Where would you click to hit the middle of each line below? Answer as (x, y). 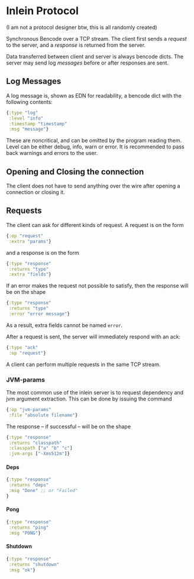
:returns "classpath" (35, 443)
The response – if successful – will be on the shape (69, 426)
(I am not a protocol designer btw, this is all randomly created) (82, 27)
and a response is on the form (43, 253)
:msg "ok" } (22, 570)
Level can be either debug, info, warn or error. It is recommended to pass (95, 147)
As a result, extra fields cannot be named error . (64, 325)
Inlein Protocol (42, 11)
